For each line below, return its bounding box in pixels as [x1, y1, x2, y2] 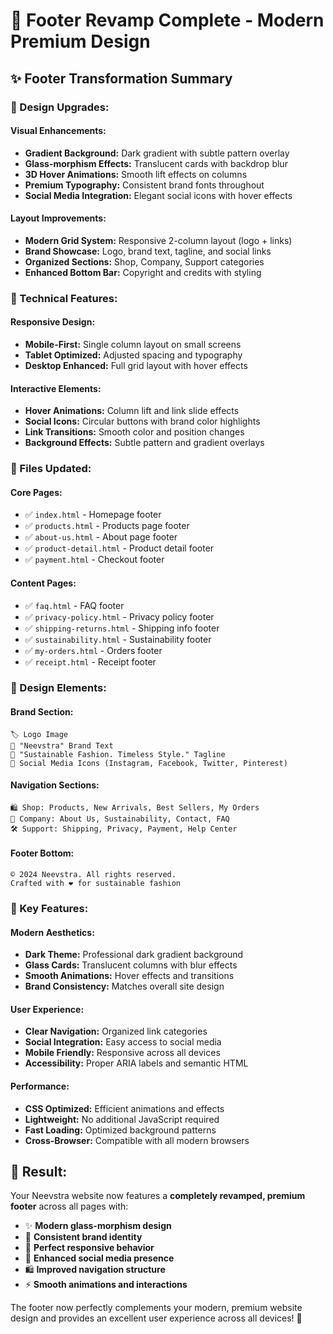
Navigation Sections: [10, 779, 100, 791]
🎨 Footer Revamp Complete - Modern [10, 9, 325, 32]
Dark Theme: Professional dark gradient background [24, 949, 244, 961]
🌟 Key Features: [10, 902, 89, 916]
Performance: [10, 1080, 70, 1093]
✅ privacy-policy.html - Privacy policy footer [24, 610, 215, 623]
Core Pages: [10, 486, 63, 498]
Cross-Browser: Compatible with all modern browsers [24, 1134, 250, 1146]
